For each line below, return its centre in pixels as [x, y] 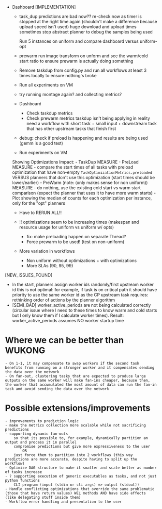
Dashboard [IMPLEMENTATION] [44, 7]
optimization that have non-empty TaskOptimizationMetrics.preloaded [82, 172]
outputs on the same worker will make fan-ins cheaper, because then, [78, 380]
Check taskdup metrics [50, 113]
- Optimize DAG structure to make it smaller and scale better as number [81, 468]
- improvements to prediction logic [42, 421]
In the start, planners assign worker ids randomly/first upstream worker [83, 284]
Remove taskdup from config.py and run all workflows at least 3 [83, 70]
